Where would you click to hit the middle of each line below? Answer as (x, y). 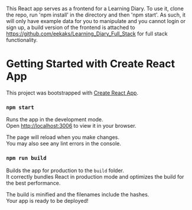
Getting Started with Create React (91, 64)
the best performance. (33, 183)
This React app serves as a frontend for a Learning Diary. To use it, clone (95, 9)
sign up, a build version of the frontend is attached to (71, 27)
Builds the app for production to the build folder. (65, 170)
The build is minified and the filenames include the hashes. (78, 194)
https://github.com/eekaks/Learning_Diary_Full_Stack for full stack (87, 34)
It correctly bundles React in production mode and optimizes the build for (95, 176)
